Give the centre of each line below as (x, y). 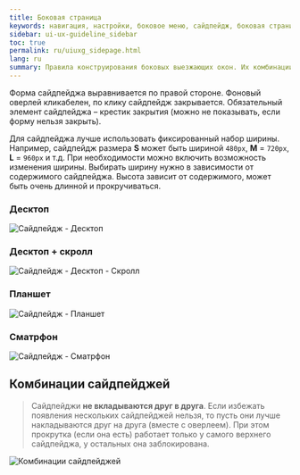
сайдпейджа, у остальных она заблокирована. (120, 444)
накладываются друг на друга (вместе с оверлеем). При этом (150, 424)
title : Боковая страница (55, 17)
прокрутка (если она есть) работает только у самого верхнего (151, 434)
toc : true (28, 42)
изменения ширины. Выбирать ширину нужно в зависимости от (132, 167)
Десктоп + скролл (51, 252)
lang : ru (25, 59)
